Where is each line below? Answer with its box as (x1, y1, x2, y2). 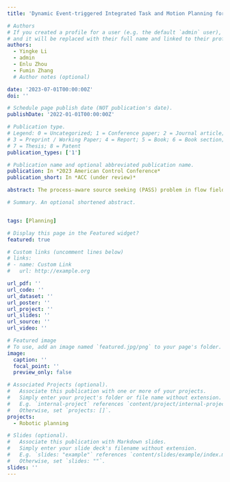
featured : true (7, 236, 51, 243)
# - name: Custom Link (7, 262, 72, 268)
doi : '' (7, 92, 29, 100)
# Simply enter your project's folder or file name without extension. (7, 394, 222, 401)
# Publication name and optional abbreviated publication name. (7, 161, 194, 168)
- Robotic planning (13, 420, 69, 426)
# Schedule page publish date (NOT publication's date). (7, 104, 173, 112)
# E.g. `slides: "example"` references (7, 451, 127, 458)
